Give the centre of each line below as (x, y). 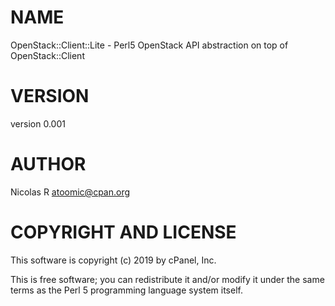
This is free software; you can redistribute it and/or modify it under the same (167, 279)
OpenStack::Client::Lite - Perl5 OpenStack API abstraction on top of (149, 45)
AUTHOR (48, 164)
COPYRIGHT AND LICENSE (123, 232)
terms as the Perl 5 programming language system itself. (126, 290)
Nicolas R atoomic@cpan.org (70, 192)
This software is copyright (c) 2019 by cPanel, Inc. (113, 260)
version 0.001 (38, 123)
